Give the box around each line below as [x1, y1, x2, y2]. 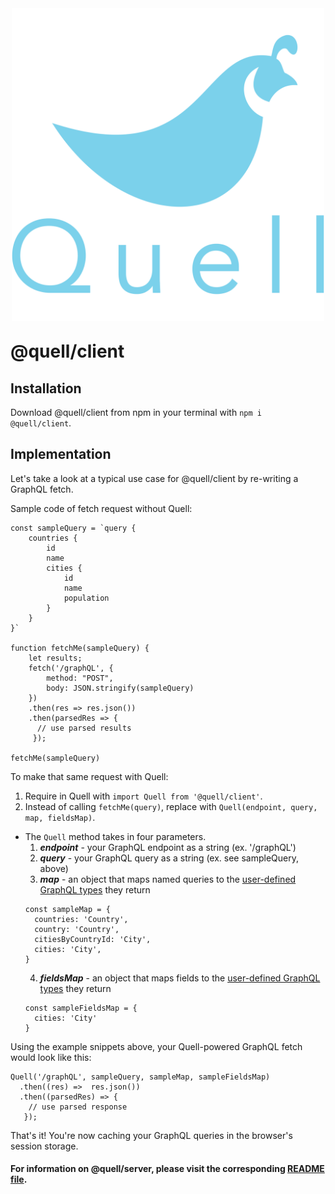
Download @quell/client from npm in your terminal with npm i [10, 407, 262, 418]
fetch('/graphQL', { [28, 663, 114, 673]
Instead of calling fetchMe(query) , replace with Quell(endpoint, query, [24, 800, 318, 812]
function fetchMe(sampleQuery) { [10, 643, 150, 653]
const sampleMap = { [24, 904, 111, 914]
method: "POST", [46, 673, 114, 683]
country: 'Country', [34, 924, 120, 934]
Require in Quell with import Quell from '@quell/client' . [24, 790, 263, 802]
